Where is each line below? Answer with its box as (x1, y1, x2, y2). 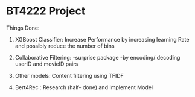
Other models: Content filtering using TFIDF (14, 72, 124, 79)
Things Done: (6, 24, 40, 31)
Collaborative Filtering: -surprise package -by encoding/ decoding (14, 54, 181, 61)
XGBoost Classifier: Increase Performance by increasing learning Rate (14, 36, 190, 43)
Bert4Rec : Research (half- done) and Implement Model (14, 83, 153, 91)
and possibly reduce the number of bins (14, 42, 115, 49)
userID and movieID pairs (14, 60, 78, 67)
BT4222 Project (6, 4, 86, 18)
